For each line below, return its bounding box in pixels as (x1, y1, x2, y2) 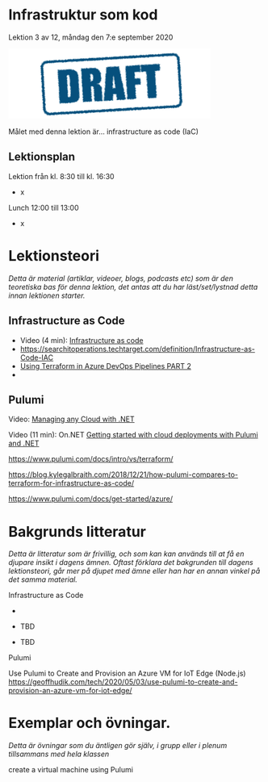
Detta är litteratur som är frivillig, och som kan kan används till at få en (8, 549, 245, 558)
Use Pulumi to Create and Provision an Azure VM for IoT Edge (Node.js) (8, 668, 246, 679)
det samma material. (8, 575, 78, 584)
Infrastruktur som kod (8, 6, 158, 24)
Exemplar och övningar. (8, 714, 171, 732)
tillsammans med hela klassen (8, 749, 110, 759)
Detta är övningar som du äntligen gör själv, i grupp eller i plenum (8, 741, 228, 751)
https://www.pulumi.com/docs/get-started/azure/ (8, 494, 174, 504)
